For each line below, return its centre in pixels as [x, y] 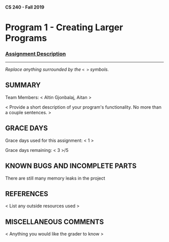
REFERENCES [27, 194]
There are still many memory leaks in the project [55, 178]
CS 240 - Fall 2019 [25, 7]
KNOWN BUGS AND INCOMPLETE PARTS [71, 166]
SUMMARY [23, 85]
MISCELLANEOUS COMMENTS [55, 222]
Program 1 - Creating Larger [64, 27]
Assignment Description [36, 54]
